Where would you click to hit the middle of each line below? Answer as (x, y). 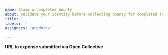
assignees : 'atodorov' (29, 28)
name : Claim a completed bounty (39, 10)
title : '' (15, 19)
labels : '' (16, 24)
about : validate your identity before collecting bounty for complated (81, 14)
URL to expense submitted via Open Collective (54, 47)
